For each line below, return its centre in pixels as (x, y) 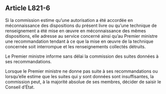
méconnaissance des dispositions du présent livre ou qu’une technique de (81, 25)
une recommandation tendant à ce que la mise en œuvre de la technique (79, 41)
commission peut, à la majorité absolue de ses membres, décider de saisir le (83, 82)
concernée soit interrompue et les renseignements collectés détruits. (76, 46)
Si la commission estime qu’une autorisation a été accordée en (69, 20)
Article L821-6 (28, 8)
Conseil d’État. (20, 87)
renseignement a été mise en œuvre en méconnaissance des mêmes (76, 31)
